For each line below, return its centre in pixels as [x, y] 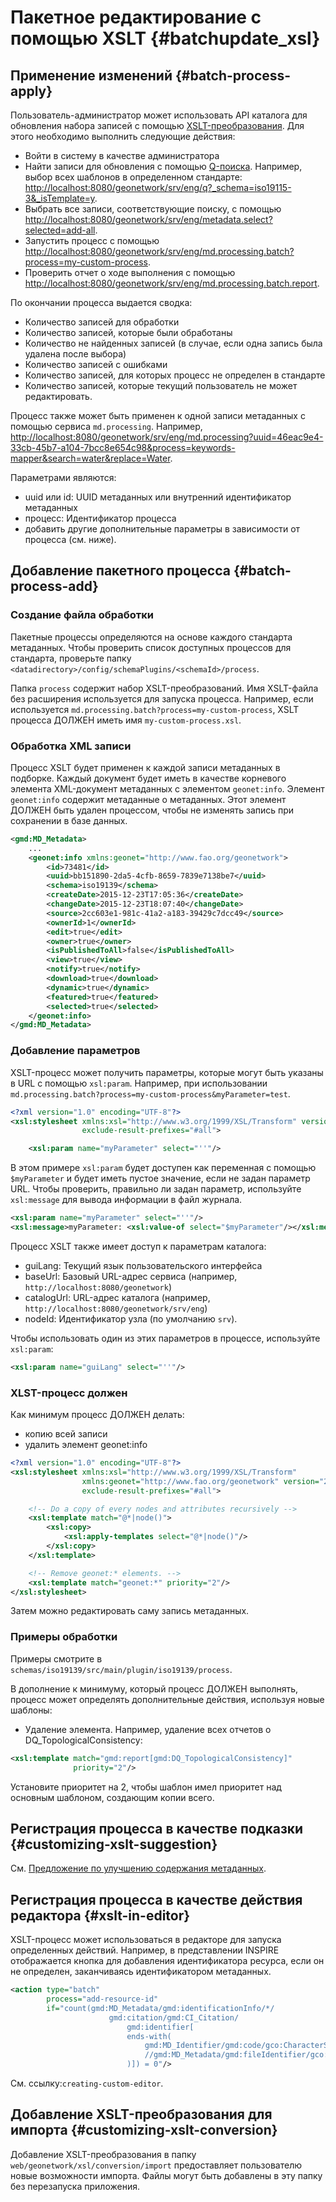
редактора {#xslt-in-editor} [100, 1915]
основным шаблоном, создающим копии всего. [112, 1797]
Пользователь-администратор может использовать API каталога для [159, 115]
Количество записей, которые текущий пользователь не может [161, 385]
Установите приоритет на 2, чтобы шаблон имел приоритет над [146, 1787]
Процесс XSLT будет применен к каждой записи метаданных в [145, 767]
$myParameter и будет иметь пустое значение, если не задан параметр [160, 1178]
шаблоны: [31, 1710]
